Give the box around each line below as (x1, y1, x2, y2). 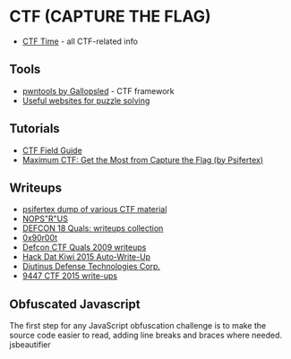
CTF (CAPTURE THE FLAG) (9, 6, 212, 27)
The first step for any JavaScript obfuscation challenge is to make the (9, 321, 267, 331)
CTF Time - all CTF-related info (21, 36, 139, 47)
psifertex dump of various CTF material (21, 204, 167, 215)
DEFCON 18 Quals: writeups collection (21, 223, 164, 234)
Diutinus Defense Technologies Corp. (21, 261, 161, 272)
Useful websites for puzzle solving (21, 95, 150, 106)
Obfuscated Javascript (9, 296, 141, 312)
